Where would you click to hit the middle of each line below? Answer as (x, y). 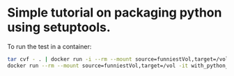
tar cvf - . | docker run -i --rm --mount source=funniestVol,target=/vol (118, 59)
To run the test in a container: (49, 46)
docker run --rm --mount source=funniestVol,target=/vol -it (98, 66)
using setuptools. (59, 27)
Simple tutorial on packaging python (115, 13)
